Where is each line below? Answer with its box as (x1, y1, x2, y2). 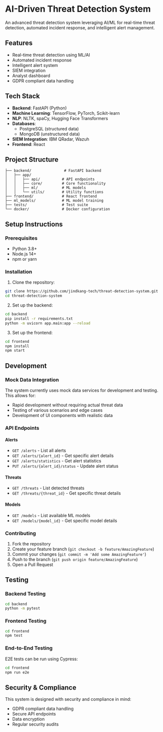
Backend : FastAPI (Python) (12, 105, 67, 111)
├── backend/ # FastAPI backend (5, 168, 102, 173)
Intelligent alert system (12, 62, 59, 68)
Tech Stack (5, 92, 40, 101)
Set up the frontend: (12, 330, 53, 335)
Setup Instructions (5, 220, 63, 228)
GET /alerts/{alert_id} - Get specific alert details (12, 453, 114, 459)
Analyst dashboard (12, 72, 50, 79)
